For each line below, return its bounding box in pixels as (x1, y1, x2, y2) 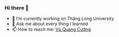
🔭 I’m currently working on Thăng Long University (11, 16, 114, 22)
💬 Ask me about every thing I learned (11, 21, 88, 27)
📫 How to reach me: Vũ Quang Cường (11, 27, 91, 33)
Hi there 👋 (4, 4, 29, 11)
